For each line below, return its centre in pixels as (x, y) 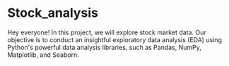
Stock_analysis (53, 13)
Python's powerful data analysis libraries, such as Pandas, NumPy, (104, 47)
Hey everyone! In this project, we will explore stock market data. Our (107, 32)
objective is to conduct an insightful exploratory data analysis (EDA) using (115, 39)
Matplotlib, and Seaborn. (43, 55)
